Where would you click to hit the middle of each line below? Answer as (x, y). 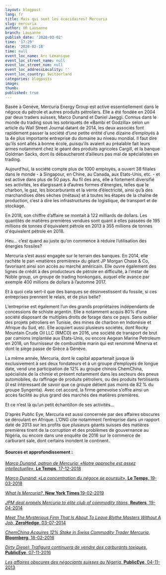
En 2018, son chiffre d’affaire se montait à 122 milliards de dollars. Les (76, 216)
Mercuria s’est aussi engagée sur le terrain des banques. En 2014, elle (77, 256)
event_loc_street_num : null (34, 65)
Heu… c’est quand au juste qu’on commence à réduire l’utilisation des (76, 241)
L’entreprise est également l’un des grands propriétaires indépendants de (80, 307)
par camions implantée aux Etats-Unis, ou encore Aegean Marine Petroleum (83, 338)
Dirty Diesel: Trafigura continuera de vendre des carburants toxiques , (76, 547)
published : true (22, 93)
